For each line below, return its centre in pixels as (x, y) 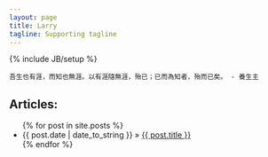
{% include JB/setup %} (53, 59)
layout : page (33, 17)
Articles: (34, 104)
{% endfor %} (47, 145)
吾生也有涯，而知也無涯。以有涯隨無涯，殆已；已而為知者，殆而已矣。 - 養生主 (134, 77)
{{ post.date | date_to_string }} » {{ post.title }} (106, 135)
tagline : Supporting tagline (63, 34)
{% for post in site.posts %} (73, 126)
